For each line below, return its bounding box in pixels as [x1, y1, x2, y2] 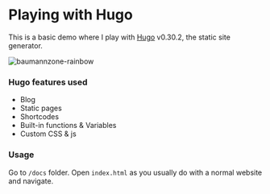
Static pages [19, 103, 62, 114]
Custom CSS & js [19, 129, 77, 138]
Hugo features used [8, 76, 88, 88]
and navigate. [8, 175, 54, 186]
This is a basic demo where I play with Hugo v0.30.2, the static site [8, 32, 231, 42]
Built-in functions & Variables [19, 121, 117, 130]
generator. [8, 40, 43, 50]
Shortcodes [19, 112, 59, 122]
